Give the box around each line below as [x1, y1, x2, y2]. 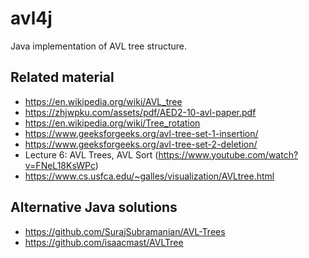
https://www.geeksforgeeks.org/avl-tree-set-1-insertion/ [24, 127, 259, 139]
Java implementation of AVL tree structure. [10, 40, 188, 52]
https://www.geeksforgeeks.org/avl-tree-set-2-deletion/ [24, 138, 258, 150]
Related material [10, 69, 115, 86]
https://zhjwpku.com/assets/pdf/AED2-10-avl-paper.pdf [24, 106, 257, 118]
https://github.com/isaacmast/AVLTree [24, 236, 184, 248]
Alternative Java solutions [10, 199, 178, 216]
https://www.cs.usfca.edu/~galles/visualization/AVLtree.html [24, 170, 275, 182]
